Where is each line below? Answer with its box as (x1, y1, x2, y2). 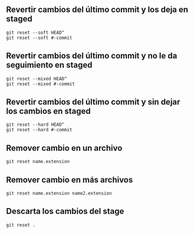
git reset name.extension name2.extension (6, 190, 112, 197)
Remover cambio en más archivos (6, 174, 133, 185)
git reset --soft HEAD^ (6, 30, 65, 35)
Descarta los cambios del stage (6, 206, 124, 216)
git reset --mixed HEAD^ (6, 76, 67, 82)
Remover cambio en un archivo (6, 143, 123, 153)
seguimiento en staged (6, 60, 93, 70)
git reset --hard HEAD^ (6, 122, 65, 128)
